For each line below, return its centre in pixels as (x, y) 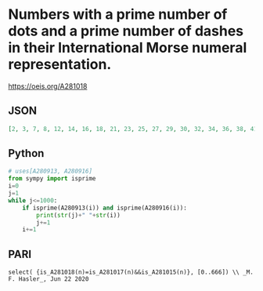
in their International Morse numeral (128, 48)
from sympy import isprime (52, 179)
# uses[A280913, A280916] (50, 171)
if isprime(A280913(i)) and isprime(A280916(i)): (105, 208)
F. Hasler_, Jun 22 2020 (49, 279)
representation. (60, 65)
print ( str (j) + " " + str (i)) (79, 215)
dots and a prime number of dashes (126, 31)
